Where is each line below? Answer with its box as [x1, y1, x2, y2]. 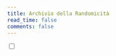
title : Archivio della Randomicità [7, 10, 110, 17]
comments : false [7, 23, 54, 30]
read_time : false [7, 17, 57, 24]
